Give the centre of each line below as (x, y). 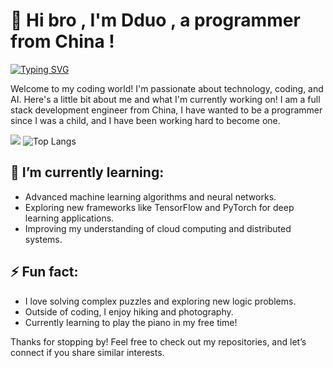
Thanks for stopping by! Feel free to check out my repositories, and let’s (158, 341)
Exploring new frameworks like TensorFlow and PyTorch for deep (159, 207)
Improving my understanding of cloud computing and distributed (158, 228)
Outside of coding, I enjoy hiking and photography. (129, 311)
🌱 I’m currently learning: (87, 172)
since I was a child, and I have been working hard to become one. (145, 120)
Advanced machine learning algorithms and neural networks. (150, 196)
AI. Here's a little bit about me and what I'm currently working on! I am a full (165, 99)
